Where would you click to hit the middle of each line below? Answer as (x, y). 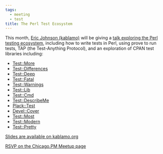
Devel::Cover (26, 111)
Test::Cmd (23, 95)
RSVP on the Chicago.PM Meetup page (46, 146)
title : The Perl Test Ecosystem (39, 24)
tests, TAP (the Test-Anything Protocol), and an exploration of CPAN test (79, 48)
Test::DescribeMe (30, 101)
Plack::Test (24, 106)
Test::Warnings (28, 85)
